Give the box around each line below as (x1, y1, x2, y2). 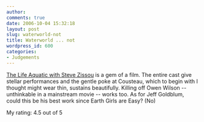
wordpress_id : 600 (6, 43, 53, 49)
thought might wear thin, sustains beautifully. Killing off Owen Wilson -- (6, 84, 187, 91)
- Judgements (6, 54, 40, 60)
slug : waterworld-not (6, 32, 62, 38)
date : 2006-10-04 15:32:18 (6, 20, 75, 26)
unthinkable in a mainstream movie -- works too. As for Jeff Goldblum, (6, 90, 184, 98)
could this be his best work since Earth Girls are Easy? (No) (6, 97, 156, 104)
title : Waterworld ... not (6, 37, 75, 43)
